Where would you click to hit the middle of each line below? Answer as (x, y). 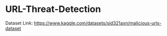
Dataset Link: (19, 23)
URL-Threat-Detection (53, 9)
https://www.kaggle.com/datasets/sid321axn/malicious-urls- (98, 23)
